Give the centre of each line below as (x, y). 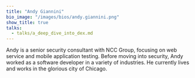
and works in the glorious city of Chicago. (57, 69)
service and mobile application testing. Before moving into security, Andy (95, 56)
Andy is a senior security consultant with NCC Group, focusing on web (92, 50)
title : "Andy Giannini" (35, 11)
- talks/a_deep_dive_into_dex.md (52, 33)
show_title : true (27, 22)
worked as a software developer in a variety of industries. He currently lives (98, 63)
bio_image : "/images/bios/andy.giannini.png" (63, 17)
